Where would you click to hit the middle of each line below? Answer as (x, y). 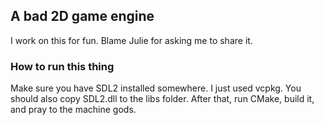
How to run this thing (62, 66)
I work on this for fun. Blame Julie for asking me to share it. (131, 40)
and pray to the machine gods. (73, 110)
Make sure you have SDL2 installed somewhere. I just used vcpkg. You (156, 88)
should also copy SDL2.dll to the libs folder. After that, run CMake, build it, (162, 99)
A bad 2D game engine (82, 16)
